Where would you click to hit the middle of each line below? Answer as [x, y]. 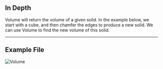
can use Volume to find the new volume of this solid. [57, 30]
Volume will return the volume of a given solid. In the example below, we [77, 19]
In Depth [18, 8]
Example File [25, 50]
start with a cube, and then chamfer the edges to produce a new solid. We [79, 25]
